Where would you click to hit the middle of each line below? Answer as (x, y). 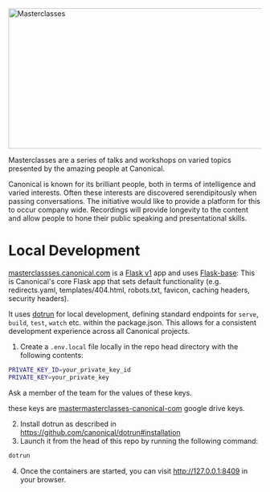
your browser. (43, 479)
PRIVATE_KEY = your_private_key (59, 377)
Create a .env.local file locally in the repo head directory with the (129, 346)
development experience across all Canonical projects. (99, 331)
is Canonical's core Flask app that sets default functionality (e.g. (115, 281)
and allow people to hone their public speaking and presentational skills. (128, 218)
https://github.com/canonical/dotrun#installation (100, 432)
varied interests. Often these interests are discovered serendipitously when (133, 193)
